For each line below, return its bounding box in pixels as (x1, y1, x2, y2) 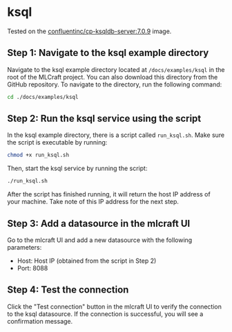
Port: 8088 (17, 264, 48, 272)
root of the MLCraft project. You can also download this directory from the (7, 73, 218, 81)
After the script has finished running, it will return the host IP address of (7, 190, 211, 199)
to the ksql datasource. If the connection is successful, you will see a (7, 309, 204, 318)
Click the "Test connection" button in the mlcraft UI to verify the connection (7, 302, 222, 311)
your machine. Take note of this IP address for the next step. (7, 198, 180, 206)
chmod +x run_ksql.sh (7, 151, 70, 159)
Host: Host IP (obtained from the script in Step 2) (17, 257, 157, 265)
